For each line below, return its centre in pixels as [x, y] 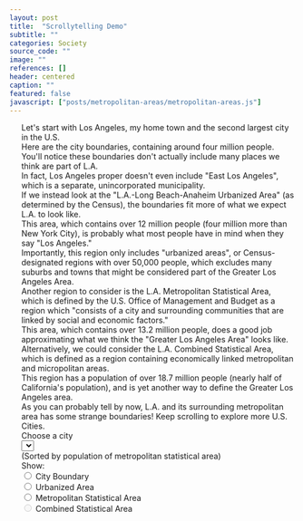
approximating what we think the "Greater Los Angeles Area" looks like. [155, 340]
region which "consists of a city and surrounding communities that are [152, 311]
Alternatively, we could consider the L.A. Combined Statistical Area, [147, 349]
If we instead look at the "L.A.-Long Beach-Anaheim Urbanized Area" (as [158, 195]
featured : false [40, 93]
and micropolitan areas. [65, 369]
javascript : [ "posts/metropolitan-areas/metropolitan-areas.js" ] [135, 102]
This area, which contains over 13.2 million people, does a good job [147, 330]
